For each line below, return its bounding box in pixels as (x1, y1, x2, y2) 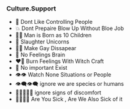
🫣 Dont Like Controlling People (15, 18, 93, 26)
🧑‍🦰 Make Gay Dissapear (15, 45, 77, 52)
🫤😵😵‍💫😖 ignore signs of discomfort (15, 89, 102, 96)
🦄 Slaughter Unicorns (15, 38, 69, 45)
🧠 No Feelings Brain (15, 51, 66, 59)
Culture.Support (6, 4, 56, 13)
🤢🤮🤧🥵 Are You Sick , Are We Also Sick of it (15, 96, 123, 103)
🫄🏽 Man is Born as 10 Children (15, 32, 92, 39)
